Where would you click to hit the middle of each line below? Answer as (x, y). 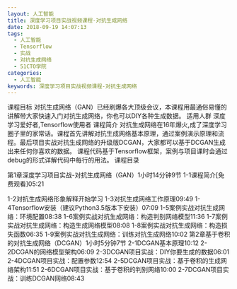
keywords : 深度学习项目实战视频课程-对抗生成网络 (72, 86)
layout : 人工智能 (31, 14)
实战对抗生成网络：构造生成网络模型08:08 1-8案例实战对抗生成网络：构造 (114, 225)
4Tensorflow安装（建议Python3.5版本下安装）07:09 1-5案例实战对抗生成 (113, 208)
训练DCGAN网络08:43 (52, 278)
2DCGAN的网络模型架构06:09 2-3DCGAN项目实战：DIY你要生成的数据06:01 (118, 252)
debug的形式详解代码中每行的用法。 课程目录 (74, 160)
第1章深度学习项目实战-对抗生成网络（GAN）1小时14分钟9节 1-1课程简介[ (113, 175)
